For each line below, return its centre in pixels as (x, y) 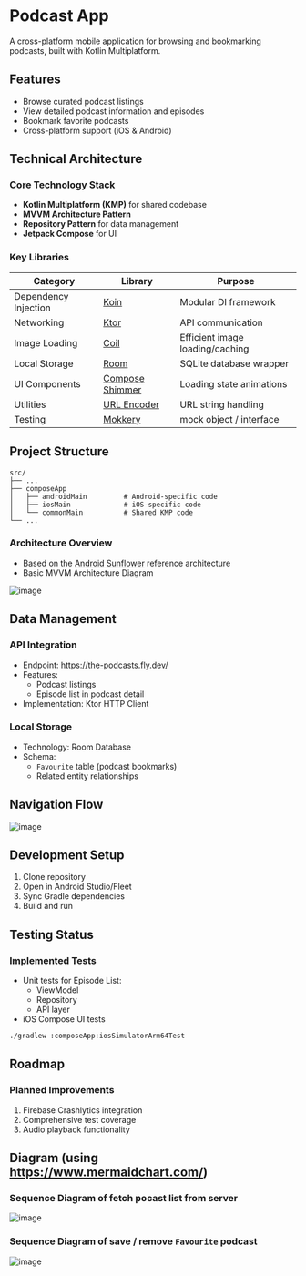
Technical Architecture (76, 159)
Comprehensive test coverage (79, 1119)
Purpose (236, 281)
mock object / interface (229, 419)
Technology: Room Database (77, 747)
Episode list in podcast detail (90, 694)
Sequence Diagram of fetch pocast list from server (124, 1199)
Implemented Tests (53, 960)
